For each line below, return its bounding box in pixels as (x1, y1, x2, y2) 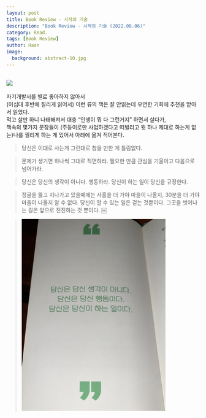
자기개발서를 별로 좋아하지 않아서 (6, 93, 86, 100)
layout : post (6, 10, 40, 16)
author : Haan (6, 42, 40, 48)
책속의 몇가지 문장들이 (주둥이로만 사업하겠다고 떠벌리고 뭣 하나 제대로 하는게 (6, 123, 190, 131)
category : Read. (6, 29, 48, 36)
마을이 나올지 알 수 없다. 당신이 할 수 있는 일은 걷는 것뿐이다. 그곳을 (21, 198, 181, 206)
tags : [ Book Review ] (6, 36, 59, 42)
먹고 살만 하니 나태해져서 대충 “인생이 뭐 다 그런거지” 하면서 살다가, (6, 115, 167, 123)
